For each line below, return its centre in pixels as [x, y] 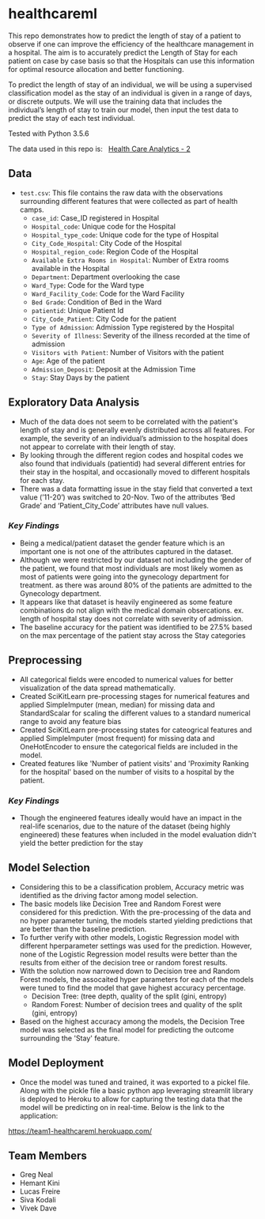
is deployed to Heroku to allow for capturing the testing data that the [131, 1099]
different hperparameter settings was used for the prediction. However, [136, 945]
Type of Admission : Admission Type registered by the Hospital [133, 327]
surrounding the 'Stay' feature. [70, 1038]
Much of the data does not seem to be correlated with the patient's [129, 421]
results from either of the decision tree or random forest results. [123, 962]
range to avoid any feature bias [70, 721]
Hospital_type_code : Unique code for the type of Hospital [125, 235]
